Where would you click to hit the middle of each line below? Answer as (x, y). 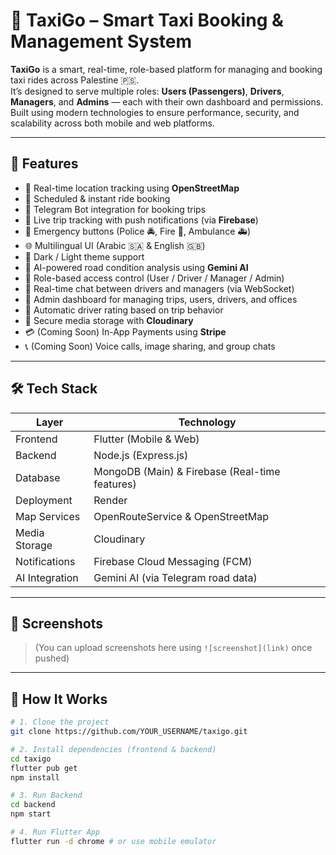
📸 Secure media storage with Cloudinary (109, 320)
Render (110, 500)
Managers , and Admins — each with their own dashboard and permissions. (167, 101)
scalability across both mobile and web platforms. (112, 123)
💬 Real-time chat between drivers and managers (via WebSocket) (159, 288)
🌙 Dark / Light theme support (84, 256)
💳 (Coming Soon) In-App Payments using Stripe (125, 331)
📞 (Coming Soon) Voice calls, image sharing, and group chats (150, 346)
